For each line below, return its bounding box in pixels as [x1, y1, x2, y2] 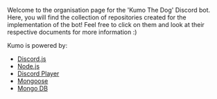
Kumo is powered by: [7, 42, 68, 49]
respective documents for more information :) [7, 28, 137, 36]
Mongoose [17, 77, 49, 85]
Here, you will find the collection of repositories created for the [7, 13, 187, 21]
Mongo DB [17, 84, 49, 92]
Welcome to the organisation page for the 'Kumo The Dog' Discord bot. [7, 6, 211, 14]
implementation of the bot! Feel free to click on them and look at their [7, 21, 205, 28]
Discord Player [17, 69, 60, 78]
